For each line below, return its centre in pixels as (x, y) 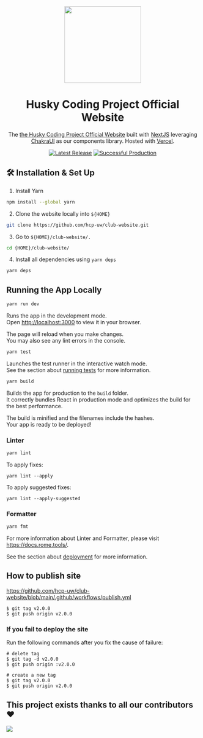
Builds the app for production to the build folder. (68, 393)
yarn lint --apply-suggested (43, 498)
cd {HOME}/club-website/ (38, 248)
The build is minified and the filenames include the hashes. (80, 418)
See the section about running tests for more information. (79, 370)
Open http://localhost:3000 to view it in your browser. (74, 322)
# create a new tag (31, 675)
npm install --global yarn (41, 202)
